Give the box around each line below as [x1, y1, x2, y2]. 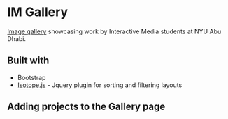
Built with [7, 55, 50, 67]
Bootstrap [17, 73, 46, 81]
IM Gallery [7, 4, 69, 20]
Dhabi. [7, 34, 27, 42]
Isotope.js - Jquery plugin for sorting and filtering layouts [17, 81, 183, 89]
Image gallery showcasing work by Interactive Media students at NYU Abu [7, 27, 222, 35]
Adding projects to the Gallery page [7, 101, 166, 113]
